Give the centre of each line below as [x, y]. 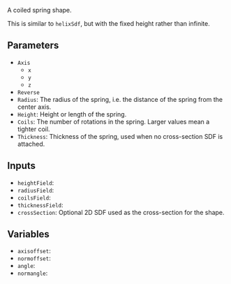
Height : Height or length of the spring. [72, 114]
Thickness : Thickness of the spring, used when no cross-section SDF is [120, 136]
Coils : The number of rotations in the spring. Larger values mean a [113, 121]
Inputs [22, 166]
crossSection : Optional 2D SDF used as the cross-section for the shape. [121, 212]
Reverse [28, 92]
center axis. [34, 107]
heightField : [36, 182]
